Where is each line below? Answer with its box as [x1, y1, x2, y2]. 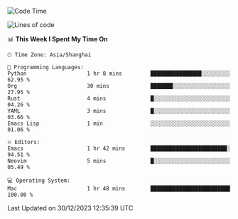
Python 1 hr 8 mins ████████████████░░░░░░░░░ [7, 70, 231, 77]
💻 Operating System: [7, 177, 71, 184]
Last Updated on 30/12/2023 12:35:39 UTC [7, 204, 134, 212]
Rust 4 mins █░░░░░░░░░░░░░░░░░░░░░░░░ [7, 95, 231, 102]
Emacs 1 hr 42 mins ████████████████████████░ [7, 145, 231, 152]
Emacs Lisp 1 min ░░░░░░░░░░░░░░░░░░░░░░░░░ [7, 120, 231, 127]
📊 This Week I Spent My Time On [7, 35, 108, 43]
